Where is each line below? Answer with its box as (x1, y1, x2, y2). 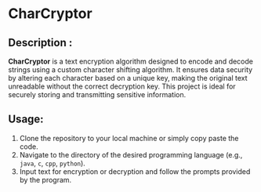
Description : (8, 36, 73, 49)
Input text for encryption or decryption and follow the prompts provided (19, 166, 251, 176)
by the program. (19, 175, 72, 184)
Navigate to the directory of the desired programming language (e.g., (19, 150, 243, 159)
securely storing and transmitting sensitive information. (8, 90, 187, 99)
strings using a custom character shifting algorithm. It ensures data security (8, 65, 253, 74)
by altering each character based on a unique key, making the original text (8, 74, 248, 82)
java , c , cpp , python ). (19, 158, 86, 168)
